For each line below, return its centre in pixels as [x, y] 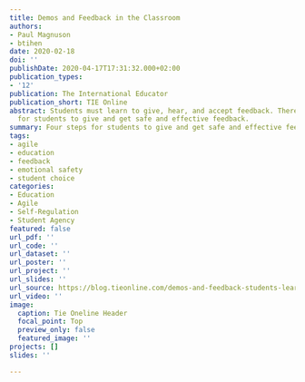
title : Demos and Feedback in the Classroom [95, 18]
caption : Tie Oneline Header [73, 313]
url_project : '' [40, 271]
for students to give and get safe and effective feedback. [133, 119]
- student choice [42, 178]
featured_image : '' [54, 338]
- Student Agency [42, 220]
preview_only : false [56, 330]
